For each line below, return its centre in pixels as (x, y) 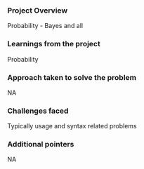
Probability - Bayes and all (45, 26)
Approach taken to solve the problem (72, 77)
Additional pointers (41, 144)
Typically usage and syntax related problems (72, 126)
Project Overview (38, 11)
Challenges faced (38, 111)
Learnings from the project (54, 44)
